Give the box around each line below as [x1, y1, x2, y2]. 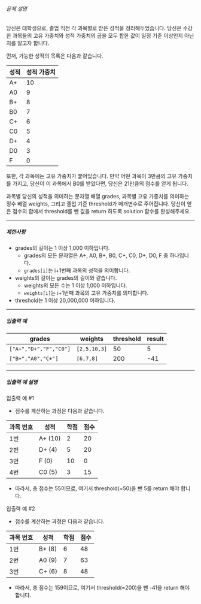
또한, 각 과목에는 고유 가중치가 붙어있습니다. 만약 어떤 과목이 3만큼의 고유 [6, 173, 177, 180]
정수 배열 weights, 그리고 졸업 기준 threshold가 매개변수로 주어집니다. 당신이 [6, 200, 186, 207]
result [147, 335, 165, 343]
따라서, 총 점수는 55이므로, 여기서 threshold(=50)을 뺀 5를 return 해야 [14, 485, 179, 492]
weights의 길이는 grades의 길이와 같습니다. [14, 274, 117, 282]
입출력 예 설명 [6, 378, 38, 385]
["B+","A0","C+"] [9, 355, 59, 362]
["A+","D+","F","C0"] [9, 346, 71, 352]
